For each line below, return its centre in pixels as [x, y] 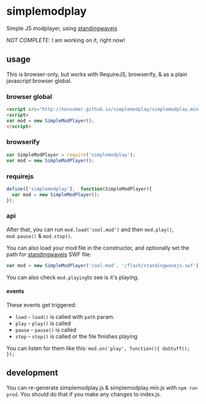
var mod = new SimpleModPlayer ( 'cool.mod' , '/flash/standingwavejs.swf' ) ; [104, 265]
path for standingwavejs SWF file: [49, 254]
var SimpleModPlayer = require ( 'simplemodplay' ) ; [71, 154]
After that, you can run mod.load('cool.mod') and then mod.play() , [90, 229]
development [32, 373]
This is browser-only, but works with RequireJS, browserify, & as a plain [97, 74]
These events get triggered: [41, 305]
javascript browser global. [39, 80]
